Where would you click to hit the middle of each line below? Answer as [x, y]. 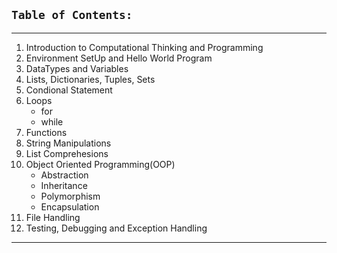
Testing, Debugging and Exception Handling [116, 228]
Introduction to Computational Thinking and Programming [144, 47]
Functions [46, 132]
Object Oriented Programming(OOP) [100, 164]
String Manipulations [68, 143]
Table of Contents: [72, 15]
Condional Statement [69, 90]
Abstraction [64, 175]
